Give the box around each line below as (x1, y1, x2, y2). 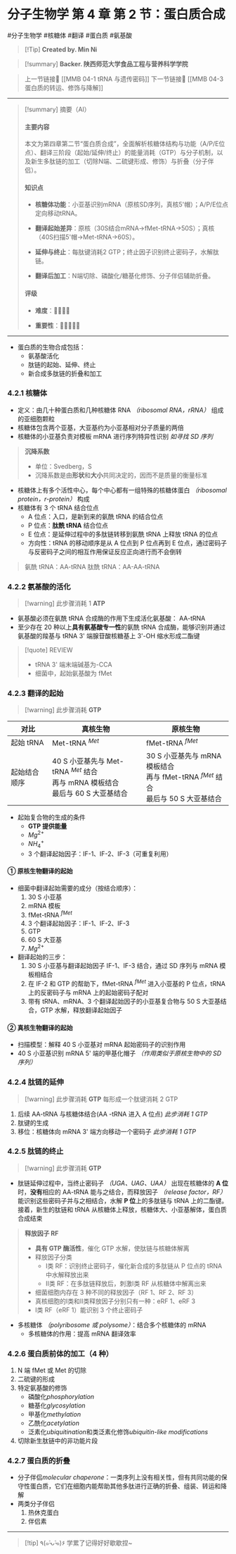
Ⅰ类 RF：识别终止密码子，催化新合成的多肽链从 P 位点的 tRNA (45, 1262, 223, 1270)
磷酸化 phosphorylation (27, 1393, 95, 1401)
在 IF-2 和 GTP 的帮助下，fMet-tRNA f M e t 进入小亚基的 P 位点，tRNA (27, 978, 226, 988)
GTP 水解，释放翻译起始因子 (40, 1006, 123, 1014)
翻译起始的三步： (17, 952, 67, 962)
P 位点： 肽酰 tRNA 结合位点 (27, 521, 109, 529)
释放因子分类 (34, 1252, 72, 1261)
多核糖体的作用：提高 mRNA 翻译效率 (27, 1329, 136, 1338)
